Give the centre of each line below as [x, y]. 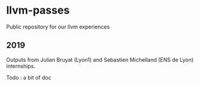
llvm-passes [38, 10]
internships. [21, 66]
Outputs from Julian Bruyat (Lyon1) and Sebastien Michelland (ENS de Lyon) [100, 59]
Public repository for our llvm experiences [58, 27]
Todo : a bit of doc [29, 77]
